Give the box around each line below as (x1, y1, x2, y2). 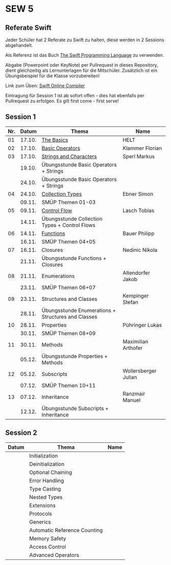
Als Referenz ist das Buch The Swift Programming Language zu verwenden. (5, 52, 164, 58)
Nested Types (29, 493, 63, 500)
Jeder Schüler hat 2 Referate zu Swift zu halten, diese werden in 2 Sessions (5, 37, 164, 43)
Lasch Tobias (122, 207, 155, 214)
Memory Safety (29, 535, 66, 542)
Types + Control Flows (41, 221, 96, 229)
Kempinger (122, 292, 149, 299)
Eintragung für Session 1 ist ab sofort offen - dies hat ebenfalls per (5, 93, 145, 98)
